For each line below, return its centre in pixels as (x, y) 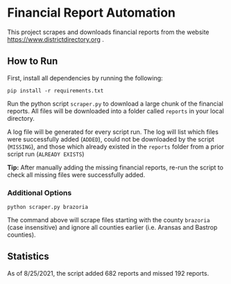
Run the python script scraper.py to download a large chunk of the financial (115, 103)
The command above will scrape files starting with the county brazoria (109, 220)
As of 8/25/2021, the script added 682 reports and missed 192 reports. (108, 273)
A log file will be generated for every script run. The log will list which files (113, 132)
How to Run (33, 61)
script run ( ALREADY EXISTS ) (46, 153)
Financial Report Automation (91, 13)
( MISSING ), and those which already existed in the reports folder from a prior (116, 147)
